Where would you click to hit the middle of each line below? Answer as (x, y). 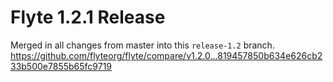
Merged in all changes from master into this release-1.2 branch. (142, 45)
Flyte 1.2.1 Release (88, 17)
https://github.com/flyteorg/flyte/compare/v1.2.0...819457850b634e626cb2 (166, 55)
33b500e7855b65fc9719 (61, 66)
